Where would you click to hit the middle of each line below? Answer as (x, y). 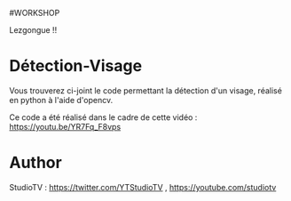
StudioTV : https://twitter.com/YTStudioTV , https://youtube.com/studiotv (143, 187)
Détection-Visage (76, 66)
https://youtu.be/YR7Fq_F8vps (65, 126)
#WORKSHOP (35, 13)
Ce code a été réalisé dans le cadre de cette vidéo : (103, 117)
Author (35, 163)
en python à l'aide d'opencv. (61, 100)
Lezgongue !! (33, 30)
